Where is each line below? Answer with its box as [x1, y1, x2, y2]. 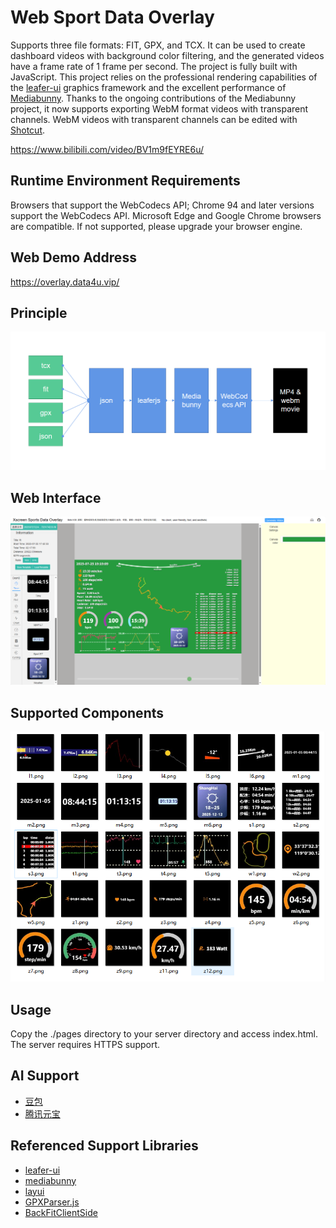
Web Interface [10, 489, 102, 506]
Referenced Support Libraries [10, 1137, 199, 1155]
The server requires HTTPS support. [10, 1038, 161, 1050]
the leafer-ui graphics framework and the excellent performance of [10, 81, 287, 93]
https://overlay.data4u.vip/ [10, 276, 120, 288]
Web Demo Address [10, 249, 137, 266]
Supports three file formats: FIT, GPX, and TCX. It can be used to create [10, 39, 306, 51]
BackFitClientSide [24, 1206, 98, 1218]
